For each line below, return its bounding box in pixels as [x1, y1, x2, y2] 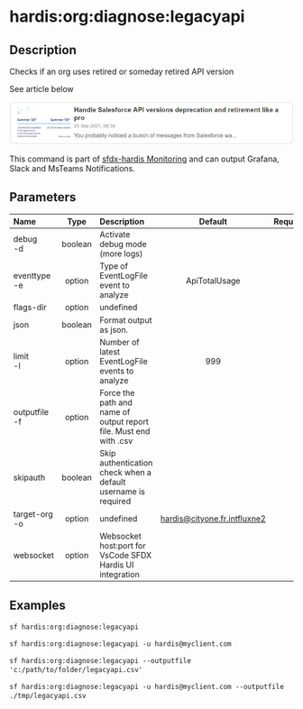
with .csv [99, 436, 133, 447]
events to [99, 365, 134, 376]
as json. [99, 324, 129, 335]
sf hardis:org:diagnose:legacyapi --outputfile [9, 657, 192, 666]
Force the [99, 388, 135, 399]
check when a [99, 467, 151, 478]
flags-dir [13, 302, 47, 313]
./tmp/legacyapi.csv [9, 692, 87, 701]
